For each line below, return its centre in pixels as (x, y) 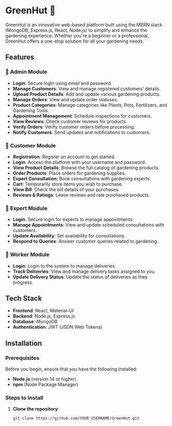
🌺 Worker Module (27, 255)
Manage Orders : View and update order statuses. (65, 99)
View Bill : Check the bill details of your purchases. (66, 189)
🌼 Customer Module (31, 145)
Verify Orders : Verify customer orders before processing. (74, 127)
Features (20, 57)
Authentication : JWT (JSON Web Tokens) (58, 327)
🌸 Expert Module (26, 208)
